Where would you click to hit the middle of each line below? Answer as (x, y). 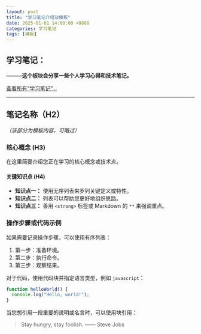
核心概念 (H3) (26, 147)
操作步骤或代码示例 (34, 223)
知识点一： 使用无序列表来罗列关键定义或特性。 (73, 191)
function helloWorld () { (37, 289)
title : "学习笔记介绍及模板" (38, 17)
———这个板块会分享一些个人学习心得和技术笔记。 (69, 75)
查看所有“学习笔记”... (32, 88)
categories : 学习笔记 (31, 29)
